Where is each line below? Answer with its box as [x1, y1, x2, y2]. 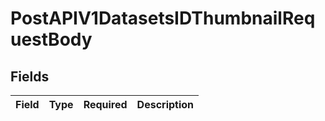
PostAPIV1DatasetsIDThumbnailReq [10, 7, 316, 30]
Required [83, 98, 128, 111]
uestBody [10, 28, 93, 51]
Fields [10, 68, 50, 85]
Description [136, 98, 195, 111]
